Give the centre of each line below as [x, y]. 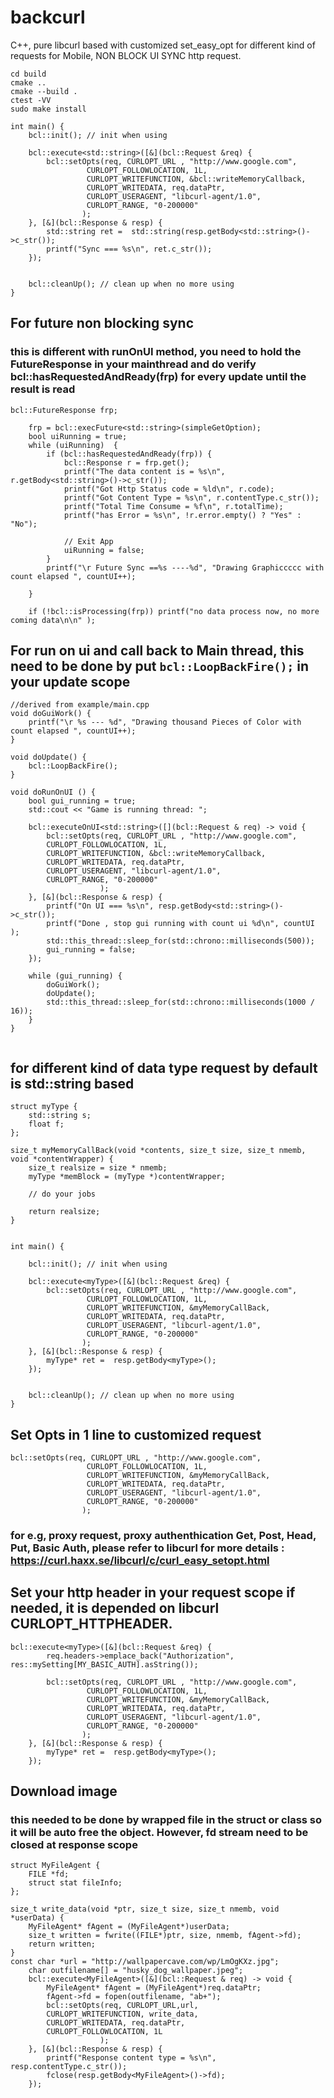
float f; [46, 1124]
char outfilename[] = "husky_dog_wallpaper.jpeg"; [136, 1971]
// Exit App [88, 541]
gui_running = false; [91, 950]
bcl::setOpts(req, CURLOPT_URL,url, [122, 2006]
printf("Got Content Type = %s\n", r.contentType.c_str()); [191, 497]
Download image [64, 1791]
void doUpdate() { [48, 757]
